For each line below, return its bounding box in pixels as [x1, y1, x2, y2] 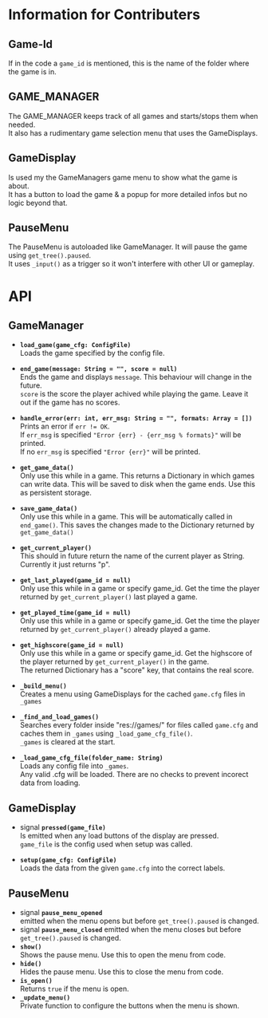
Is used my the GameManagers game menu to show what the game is [8, 172, 238, 182]
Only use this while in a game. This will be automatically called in [19, 512, 233, 522]
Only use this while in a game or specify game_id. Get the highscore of [19, 649, 253, 658]
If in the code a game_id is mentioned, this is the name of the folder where [8, 58, 250, 68]
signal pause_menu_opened [19, 908, 103, 917]
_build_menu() [19, 682, 67, 691]
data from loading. [19, 778, 81, 787]
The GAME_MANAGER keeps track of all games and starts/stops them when [8, 111, 258, 120]
